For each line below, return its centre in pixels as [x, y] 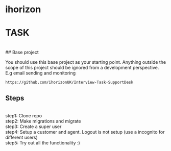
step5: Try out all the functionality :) [43, 143]
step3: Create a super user [33, 127]
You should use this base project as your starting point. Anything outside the [86, 62]
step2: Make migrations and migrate [43, 121]
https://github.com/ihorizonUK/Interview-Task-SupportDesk [69, 83]
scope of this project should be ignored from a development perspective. [82, 68]
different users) [22, 137]
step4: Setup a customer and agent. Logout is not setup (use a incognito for [85, 132]
